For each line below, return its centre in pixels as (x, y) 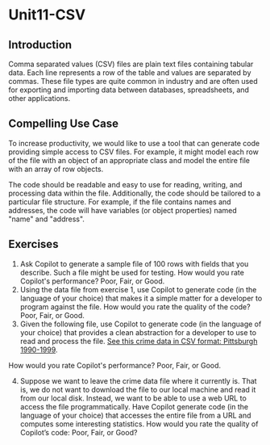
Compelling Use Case (64, 124)
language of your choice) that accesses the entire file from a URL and (135, 415)
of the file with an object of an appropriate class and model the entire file (129, 160)
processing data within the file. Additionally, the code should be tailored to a (135, 193)
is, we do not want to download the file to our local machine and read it (138, 389)
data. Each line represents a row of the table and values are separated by (130, 73)
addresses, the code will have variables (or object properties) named (123, 210)
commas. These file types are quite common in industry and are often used (133, 81)
